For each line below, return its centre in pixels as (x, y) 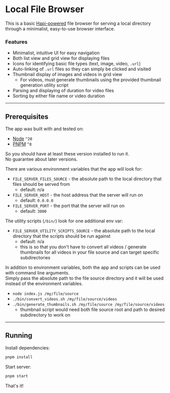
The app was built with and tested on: (45, 129)
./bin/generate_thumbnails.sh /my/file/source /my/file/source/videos (89, 305)
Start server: (18, 367)
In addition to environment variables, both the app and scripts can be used (83, 267)
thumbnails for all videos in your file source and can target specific (90, 252)
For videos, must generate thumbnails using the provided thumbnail (91, 80)
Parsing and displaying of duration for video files (63, 91)
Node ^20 (22, 139)
